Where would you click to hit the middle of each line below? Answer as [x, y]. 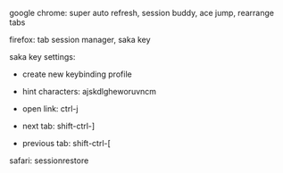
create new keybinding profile [77, 74]
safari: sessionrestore [49, 161]
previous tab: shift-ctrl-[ [67, 143]
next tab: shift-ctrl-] [58, 126]
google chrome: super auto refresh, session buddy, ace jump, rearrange [142, 13]
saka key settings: [42, 57]
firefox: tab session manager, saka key [80, 40]
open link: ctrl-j [50, 109]
